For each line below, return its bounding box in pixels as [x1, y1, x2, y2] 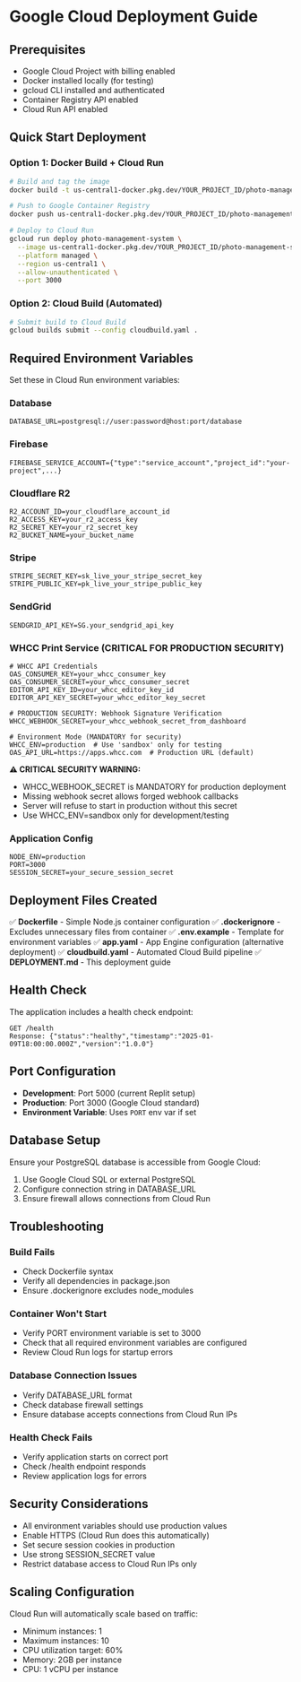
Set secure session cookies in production [21, 1539, 176, 1550]
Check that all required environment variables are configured [21, 1338, 248, 1348]
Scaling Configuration [9, 1584, 135, 1600]
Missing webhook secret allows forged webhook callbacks [21, 791, 239, 802]
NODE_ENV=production [9, 853, 87, 862]
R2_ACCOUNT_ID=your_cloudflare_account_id [9, 507, 170, 516]
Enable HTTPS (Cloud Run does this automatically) [21, 1530, 211, 1540]
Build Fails [9, 1245, 56, 1258]
